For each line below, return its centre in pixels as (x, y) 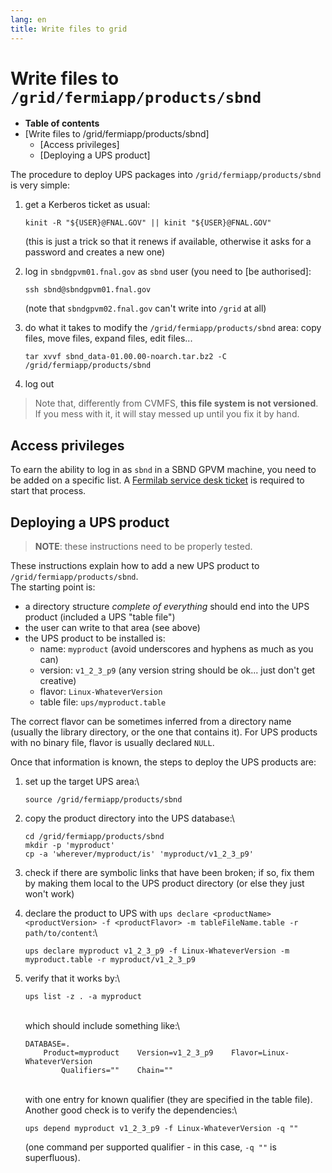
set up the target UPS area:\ (82, 782)
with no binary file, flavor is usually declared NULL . (112, 743)
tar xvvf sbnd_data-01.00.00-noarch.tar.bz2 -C (125, 357)
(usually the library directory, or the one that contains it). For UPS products (164, 732)
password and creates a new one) (95, 252)
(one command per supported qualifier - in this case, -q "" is (150, 1147)
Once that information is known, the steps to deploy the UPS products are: (163, 762)
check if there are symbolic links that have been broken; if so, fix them (169, 873)
